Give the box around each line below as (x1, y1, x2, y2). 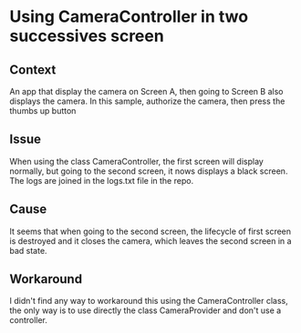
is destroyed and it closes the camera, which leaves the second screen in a (9, 235, 292, 247)
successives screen (9, 25, 164, 46)
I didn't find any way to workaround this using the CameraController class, (9, 296, 289, 307)
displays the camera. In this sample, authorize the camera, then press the (9, 96, 285, 106)
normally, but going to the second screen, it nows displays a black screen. (9, 166, 288, 177)
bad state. (9, 245, 47, 256)
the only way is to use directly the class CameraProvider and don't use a (9, 305, 282, 316)
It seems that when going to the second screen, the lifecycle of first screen (9, 226, 292, 237)
